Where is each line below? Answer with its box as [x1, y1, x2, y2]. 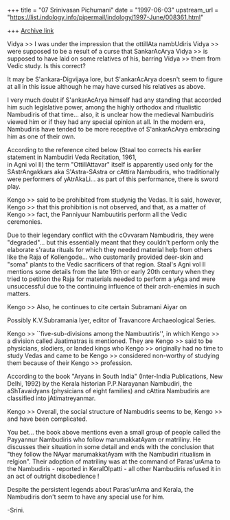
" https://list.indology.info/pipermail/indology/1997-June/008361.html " [7, 13, 204, 21]
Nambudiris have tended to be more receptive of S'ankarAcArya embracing [7, 125, 220, 133]
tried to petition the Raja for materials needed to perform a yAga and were [7, 275, 216, 283]
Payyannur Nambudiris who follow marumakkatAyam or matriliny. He [7, 435, 201, 444]
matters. [7, 289, 31, 298]
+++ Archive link [7, 27, 54, 34]
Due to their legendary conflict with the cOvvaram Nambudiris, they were [7, 231, 214, 239]
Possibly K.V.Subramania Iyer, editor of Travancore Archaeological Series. [7, 316, 216, 324]
